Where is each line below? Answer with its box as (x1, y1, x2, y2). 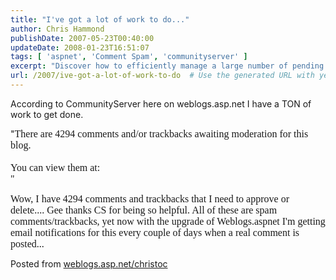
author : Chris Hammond (10, 24, 105, 34)
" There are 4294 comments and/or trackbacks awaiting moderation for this (10, 127, 309, 140)
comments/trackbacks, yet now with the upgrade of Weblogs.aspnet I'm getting (10, 215, 326, 227)
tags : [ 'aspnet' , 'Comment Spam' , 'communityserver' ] (10, 52, 248, 62)
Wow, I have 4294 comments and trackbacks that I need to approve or (10, 192, 290, 205)
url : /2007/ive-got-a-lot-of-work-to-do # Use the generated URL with (10, 71, 315, 81)
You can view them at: (10, 161, 101, 173)
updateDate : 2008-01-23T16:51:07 (10, 42, 150, 53)
